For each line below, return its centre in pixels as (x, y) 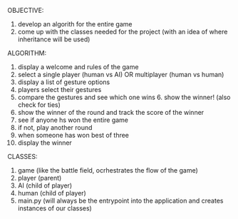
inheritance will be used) (54, 39)
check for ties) (39, 105)
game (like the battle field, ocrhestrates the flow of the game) (108, 170)
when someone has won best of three (73, 135)
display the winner (45, 143)
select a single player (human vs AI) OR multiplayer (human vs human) (121, 75)
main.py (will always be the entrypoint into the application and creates (120, 200)
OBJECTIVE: (26, 10)
